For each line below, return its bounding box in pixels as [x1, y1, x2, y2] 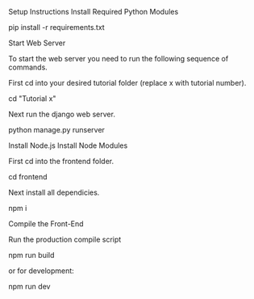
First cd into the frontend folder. [8, 157, 115, 166]
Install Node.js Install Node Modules [8, 141, 128, 150]
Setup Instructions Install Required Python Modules [8, 7, 179, 16]
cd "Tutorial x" [8, 94, 56, 103]
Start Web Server [8, 38, 66, 48]
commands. [8, 62, 48, 72]
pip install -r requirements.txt [8, 23, 105, 32]
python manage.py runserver [8, 125, 105, 134]
